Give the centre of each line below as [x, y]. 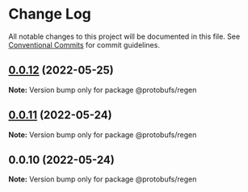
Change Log [50, 14]
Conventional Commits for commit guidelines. [84, 44]
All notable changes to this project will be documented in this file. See [124, 36]
